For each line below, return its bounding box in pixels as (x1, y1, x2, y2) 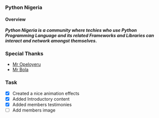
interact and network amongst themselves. (5, 38, 97, 44)
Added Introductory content (12, 96, 70, 102)
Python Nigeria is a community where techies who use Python (5, 27, 137, 33)
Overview (5, 16, 26, 22)
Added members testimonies (12, 101, 72, 108)
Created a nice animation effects (12, 90, 80, 96)
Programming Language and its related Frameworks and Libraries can (5, 33, 155, 39)
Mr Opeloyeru (12, 61, 41, 67)
